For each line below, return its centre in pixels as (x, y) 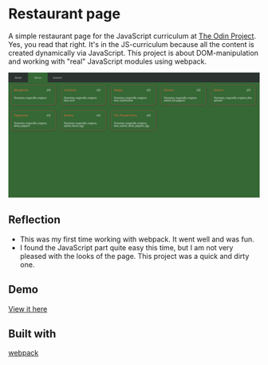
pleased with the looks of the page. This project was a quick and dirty (134, 256)
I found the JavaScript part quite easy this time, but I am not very (126, 247)
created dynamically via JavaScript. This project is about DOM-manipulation (134, 53)
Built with (32, 334)
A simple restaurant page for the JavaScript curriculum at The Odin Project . (132, 36)
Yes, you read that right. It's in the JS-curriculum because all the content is (131, 44)
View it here (28, 308)
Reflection (35, 220)
